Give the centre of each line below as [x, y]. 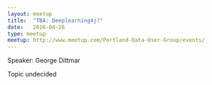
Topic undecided [32, 74]
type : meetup [27, 34]
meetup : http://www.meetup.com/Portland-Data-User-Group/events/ [106, 40]
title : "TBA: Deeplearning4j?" [55, 21]
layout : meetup [30, 14]
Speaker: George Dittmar [44, 60]
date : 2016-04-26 [36, 27]
